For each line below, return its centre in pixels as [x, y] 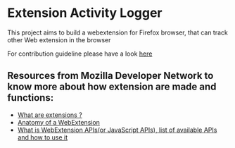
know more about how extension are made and [112, 87]
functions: [31, 98]
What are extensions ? [50, 115]
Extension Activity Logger [85, 13]
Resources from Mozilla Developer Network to [110, 76]
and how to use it [43, 137]
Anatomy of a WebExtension [59, 122]
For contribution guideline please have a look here [80, 54]
